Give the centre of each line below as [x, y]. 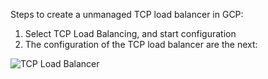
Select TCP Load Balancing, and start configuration [130, 33]
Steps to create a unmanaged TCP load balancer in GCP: [127, 14]
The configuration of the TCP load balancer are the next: [141, 44]
